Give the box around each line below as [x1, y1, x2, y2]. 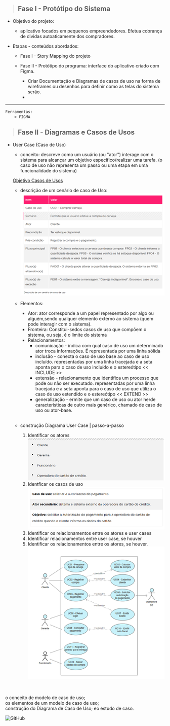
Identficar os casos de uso [27, 481, 83, 487]
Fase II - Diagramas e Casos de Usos [17, 128, 135, 137]
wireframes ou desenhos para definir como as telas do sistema [27, 83, 159, 89]
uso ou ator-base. [35, 407, 72, 413]
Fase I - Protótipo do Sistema [17, 5, 110, 13]
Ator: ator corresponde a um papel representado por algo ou [27, 310, 154, 316]
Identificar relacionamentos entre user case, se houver [27, 535, 142, 542]
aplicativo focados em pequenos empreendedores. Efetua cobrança [20, 28, 162, 34]
